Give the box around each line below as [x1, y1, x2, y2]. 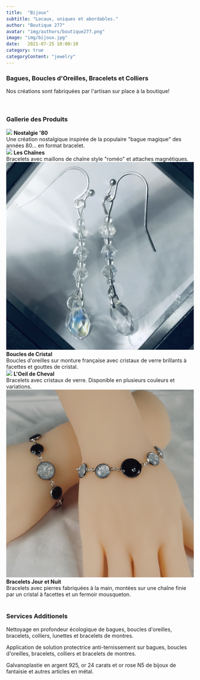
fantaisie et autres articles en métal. [6, 667, 94, 675]
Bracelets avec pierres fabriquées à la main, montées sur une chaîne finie [6, 585, 186, 592]
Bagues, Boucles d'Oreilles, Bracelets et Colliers [6, 74, 149, 82]
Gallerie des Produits [6, 115, 68, 123]
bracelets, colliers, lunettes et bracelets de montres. [6, 632, 134, 639]
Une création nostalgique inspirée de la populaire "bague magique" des [6, 136, 182, 143]
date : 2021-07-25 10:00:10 [6, 41, 79, 47]
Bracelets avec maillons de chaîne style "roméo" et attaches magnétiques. [6, 156, 189, 163]
